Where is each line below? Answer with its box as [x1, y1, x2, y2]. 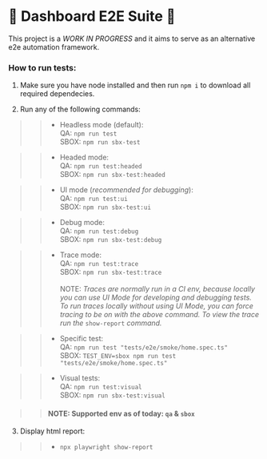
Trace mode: [59, 250, 102, 260]
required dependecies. [19, 89, 95, 99]
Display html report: [19, 426, 86, 436]
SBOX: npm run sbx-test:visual [59, 390, 165, 400]
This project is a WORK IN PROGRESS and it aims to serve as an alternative [8, 34, 256, 43]
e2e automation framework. [8, 42, 100, 51]
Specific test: [59, 334, 104, 344]
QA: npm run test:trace [59, 259, 139, 268]
